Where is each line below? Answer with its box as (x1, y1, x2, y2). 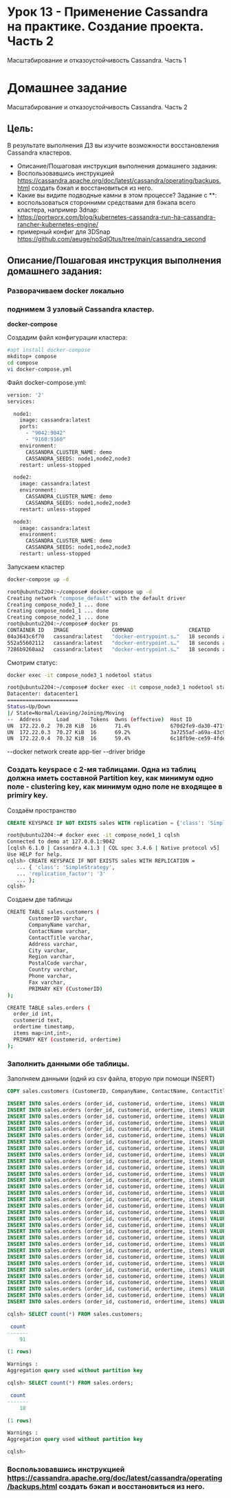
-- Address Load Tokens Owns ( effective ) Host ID (7, 716, 192, 723)
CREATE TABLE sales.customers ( (7, 909, 100, 916)
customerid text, (13, 1017, 63, 1024)
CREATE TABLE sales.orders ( (7, 1004, 91, 1011)
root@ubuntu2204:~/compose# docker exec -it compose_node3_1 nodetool (7, 684, 214, 691)
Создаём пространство (7, 806, 77, 815)
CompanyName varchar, (28, 922, 91, 929)
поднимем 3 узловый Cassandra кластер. (7, 304, 155, 313)
